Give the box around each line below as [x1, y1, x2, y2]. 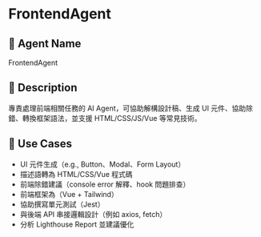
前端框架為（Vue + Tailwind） [19, 189, 118, 199]
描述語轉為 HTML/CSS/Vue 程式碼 [19, 169, 134, 179]
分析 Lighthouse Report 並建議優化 [19, 219, 135, 229]
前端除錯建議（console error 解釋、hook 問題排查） [19, 179, 191, 189]
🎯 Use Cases [8, 137, 73, 151]
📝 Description [8, 81, 78, 94]
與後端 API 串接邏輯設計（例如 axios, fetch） [19, 209, 167, 219]
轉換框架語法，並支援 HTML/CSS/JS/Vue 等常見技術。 [22, 113, 202, 123]
